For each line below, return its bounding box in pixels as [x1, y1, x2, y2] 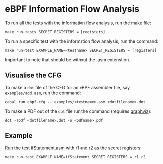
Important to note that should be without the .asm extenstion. [5, 56, 130, 63]
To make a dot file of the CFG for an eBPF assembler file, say [5, 84, 130, 90]
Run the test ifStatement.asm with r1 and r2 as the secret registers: [5, 145, 142, 151]
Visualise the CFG [5, 71, 62, 80]
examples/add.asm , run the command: [5, 90, 81, 96]
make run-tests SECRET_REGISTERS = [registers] [5, 29, 106, 34]
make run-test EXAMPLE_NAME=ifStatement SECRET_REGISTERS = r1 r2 [5, 154, 146, 159]
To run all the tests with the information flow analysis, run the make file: [5, 20, 151, 26]
